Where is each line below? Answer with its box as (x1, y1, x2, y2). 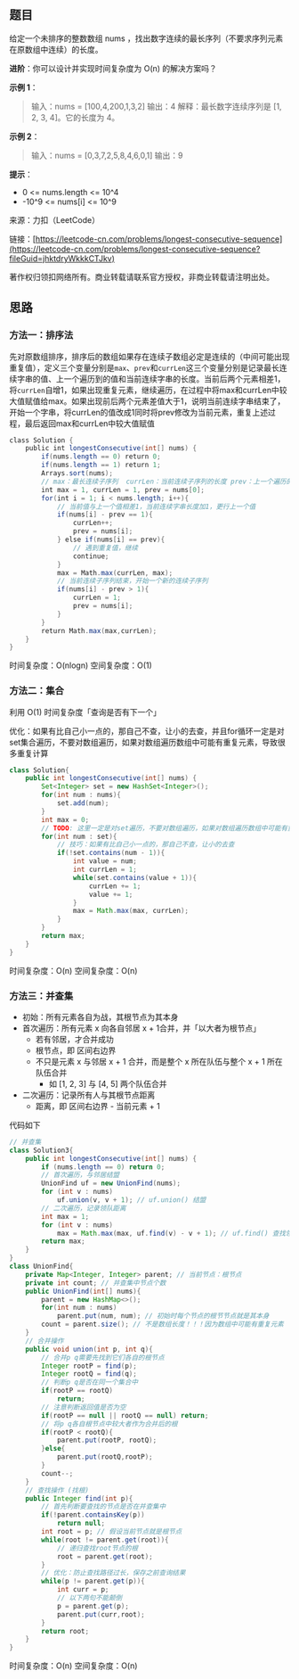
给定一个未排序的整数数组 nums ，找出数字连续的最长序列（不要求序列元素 (9, 33, 284, 44)
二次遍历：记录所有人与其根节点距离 (21, 1090, 156, 1100)
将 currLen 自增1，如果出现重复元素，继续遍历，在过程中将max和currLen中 (9, 384, 280, 395)
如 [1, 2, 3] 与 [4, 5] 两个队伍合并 (48, 1078, 167, 1089)
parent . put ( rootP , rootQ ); (56, 1436, 158, 1445)
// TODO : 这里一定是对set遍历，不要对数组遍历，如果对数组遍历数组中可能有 (41, 823, 287, 833)
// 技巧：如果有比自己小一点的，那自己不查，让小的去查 (56, 840, 235, 849)
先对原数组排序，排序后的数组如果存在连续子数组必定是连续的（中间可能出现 (9, 350, 290, 362)
